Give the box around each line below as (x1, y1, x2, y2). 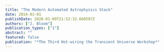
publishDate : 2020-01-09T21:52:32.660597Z (5, 16, 95, 21)
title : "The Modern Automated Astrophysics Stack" (5, 7, 113, 12)
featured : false (5, 35, 39, 40)
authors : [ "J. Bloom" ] (5, 21, 52, 26)
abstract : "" (5, 30, 32, 35)
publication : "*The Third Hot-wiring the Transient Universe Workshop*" (5, 40, 160, 45)
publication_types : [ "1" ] (5, 26, 59, 31)
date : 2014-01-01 (5, 12, 41, 17)
